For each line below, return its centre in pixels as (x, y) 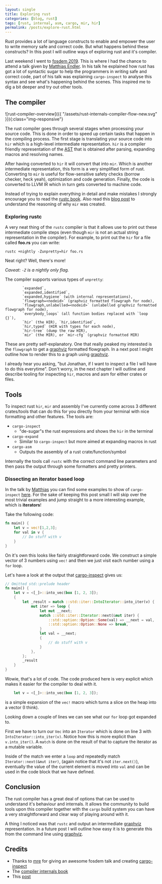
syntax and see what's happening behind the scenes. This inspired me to (78, 82)
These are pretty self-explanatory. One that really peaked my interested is (79, 344)
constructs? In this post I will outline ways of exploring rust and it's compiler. (81, 52)
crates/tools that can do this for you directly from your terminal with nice (77, 411)
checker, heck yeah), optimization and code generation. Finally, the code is (80, 179)
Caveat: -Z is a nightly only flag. (37, 270)
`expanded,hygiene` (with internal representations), (78, 297)
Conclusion (23, 787)
